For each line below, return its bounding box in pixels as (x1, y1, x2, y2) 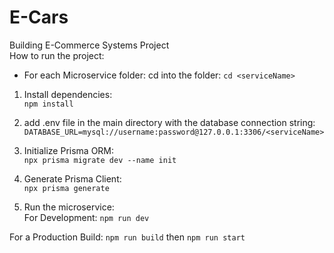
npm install (23, 99, 74, 109)
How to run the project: (9, 49, 105, 61)
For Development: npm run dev (23, 211, 150, 223)
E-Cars (9, 6, 69, 29)
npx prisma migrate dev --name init (23, 155, 177, 165)
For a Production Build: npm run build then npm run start (9, 231, 246, 243)
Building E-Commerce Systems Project (9, 39, 170, 51)
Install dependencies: (23, 88, 113, 100)
